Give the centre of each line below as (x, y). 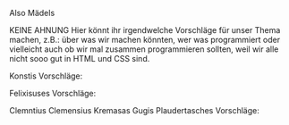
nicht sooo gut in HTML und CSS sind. (80, 58)
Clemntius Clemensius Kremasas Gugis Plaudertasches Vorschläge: (134, 110)
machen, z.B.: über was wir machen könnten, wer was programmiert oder (145, 40)
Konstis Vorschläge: (46, 76)
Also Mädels (32, 13)
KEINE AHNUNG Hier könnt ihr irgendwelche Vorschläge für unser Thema (145, 30)
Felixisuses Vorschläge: (53, 93)
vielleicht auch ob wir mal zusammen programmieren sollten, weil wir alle (144, 49)
